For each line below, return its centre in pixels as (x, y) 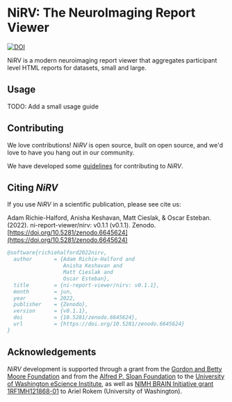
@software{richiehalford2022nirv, (57, 253)
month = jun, (43, 291)
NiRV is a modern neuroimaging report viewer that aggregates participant (112, 60)
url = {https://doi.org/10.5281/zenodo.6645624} (99, 324)
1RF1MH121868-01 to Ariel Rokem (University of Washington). (95, 391)
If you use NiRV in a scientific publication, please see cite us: (94, 204)
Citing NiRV (33, 187)
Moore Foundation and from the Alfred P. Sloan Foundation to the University (116, 376)
